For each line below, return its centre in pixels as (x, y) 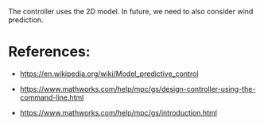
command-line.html (52, 97)
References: (49, 52)
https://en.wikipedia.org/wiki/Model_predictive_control (109, 74)
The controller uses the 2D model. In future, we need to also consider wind (131, 11)
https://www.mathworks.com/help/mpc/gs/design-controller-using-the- (138, 89)
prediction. (26, 20)
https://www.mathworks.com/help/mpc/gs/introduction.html (118, 112)
